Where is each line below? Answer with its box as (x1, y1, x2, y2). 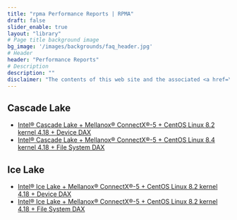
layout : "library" (7, 30, 61, 37)
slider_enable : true (7, 23, 68, 30)
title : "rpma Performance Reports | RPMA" (7, 10, 134, 18)
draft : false (7, 17, 46, 24)
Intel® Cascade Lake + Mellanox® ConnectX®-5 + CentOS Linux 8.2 (17, 121, 215, 129)
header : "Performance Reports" (7, 56, 99, 63)
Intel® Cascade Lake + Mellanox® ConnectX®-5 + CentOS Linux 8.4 (17, 135, 215, 145)
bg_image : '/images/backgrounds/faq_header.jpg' (7, 43, 153, 50)
